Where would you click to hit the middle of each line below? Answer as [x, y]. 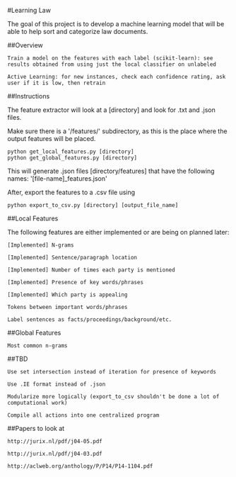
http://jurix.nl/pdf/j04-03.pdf [55, 454]
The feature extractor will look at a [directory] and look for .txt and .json [111, 110]
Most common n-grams [38, 346]
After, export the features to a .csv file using [71, 192]
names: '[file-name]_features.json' [57, 179]
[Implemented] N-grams [41, 245]
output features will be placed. [52, 139]
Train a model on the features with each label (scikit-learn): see [110, 58]
